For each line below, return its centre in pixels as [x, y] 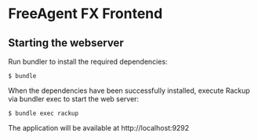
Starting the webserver [66, 43]
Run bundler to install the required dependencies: [88, 61]
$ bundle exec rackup [44, 113]
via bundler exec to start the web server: [74, 99]
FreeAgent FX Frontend [85, 14]
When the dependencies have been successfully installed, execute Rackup [129, 90]
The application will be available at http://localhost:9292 [99, 128]
